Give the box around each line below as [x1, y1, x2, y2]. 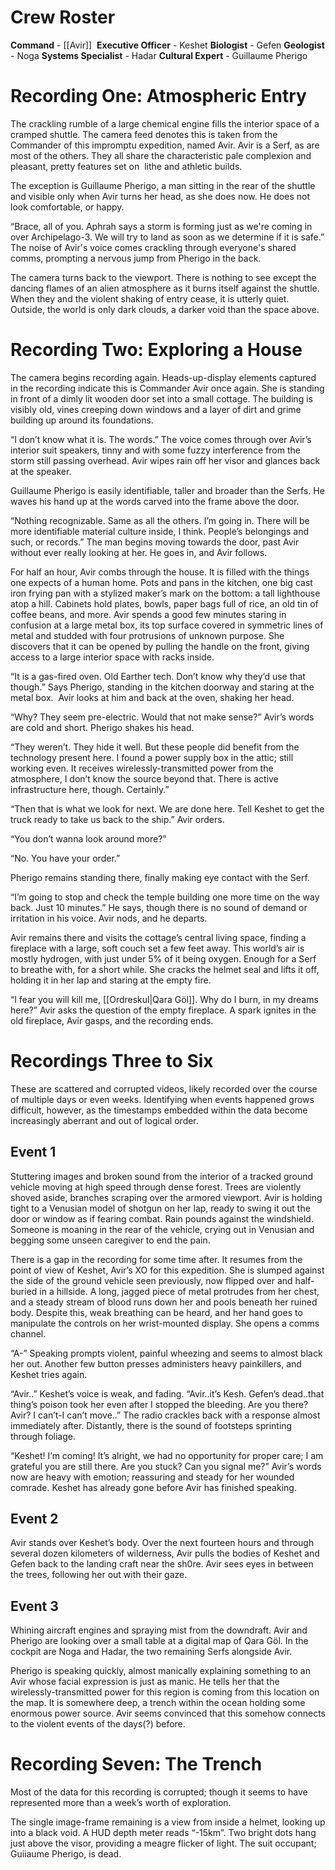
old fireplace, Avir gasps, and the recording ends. [10, 1014, 214, 1026]
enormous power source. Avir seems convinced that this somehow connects [10, 1707, 327, 1720]
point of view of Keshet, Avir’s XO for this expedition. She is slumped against [10, 1264, 325, 1276]
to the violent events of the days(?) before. [10, 1718, 186, 1730]
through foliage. [10, 1430, 76, 1442]
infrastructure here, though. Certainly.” [10, 783, 170, 795]
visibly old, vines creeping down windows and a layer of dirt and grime [10, 403, 302, 415]
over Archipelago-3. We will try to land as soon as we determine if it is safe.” [10, 231, 325, 243]
